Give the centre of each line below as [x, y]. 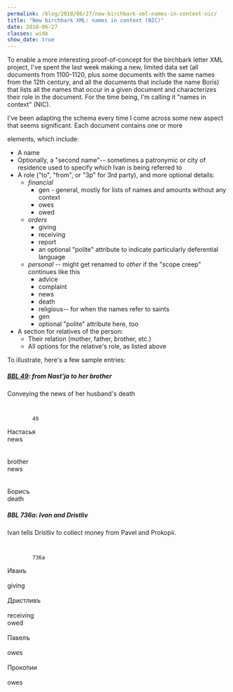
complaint [53, 287]
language [52, 257]
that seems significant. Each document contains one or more [95, 125]
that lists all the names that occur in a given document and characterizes [112, 90]
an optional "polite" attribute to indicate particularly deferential [128, 250]
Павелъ [19, 638]
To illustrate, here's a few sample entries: [66, 360]
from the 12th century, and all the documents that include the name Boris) [113, 82]
